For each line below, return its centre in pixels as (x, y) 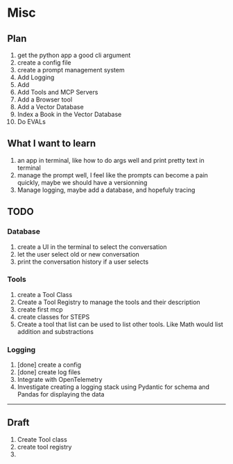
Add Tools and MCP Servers (58, 92)
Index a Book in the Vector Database (69, 114)
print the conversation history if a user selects (83, 262)
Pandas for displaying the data (61, 394)
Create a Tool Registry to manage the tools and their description (109, 302)
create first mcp (40, 309)
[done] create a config (49, 365)
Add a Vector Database (51, 107)
